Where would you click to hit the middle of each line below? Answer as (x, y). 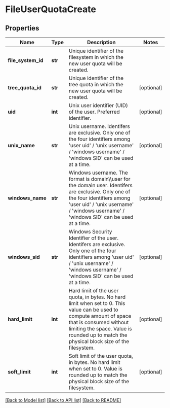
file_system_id (26, 60)
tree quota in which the (96, 84)
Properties (22, 28)
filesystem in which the (96, 57)
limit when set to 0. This (97, 303)
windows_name (27, 198)
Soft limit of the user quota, (101, 356)
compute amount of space (100, 316)
